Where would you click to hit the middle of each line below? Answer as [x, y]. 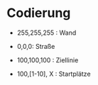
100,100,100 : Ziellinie [48, 60]
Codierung [39, 13]
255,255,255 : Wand [47, 33]
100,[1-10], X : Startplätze [54, 74]
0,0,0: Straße [36, 46]
